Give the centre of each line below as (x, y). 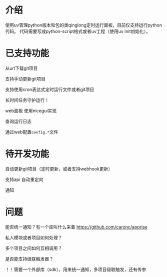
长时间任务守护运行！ (27, 100)
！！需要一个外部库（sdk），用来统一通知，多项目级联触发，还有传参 (76, 269)
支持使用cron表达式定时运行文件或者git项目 (50, 89)
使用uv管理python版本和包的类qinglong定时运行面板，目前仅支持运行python (84, 25)
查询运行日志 (18, 121)
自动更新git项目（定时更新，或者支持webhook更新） (59, 168)
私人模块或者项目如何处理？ (34, 237)
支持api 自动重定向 (24, 179)
